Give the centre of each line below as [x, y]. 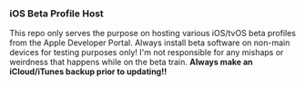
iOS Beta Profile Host [57, 14]
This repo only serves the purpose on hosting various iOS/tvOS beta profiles [153, 33]
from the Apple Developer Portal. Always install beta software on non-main [150, 43]
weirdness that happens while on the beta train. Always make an [131, 62]
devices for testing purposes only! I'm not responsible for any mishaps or [147, 53]
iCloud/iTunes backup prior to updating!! [88, 72]
